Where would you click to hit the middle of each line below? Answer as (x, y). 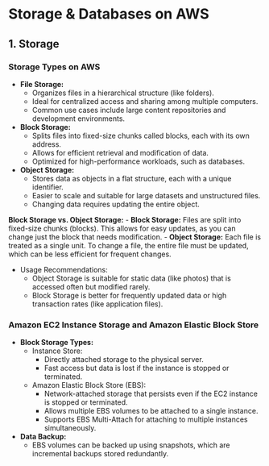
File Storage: (42, 84)
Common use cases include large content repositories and (129, 110)
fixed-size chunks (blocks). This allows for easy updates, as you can (122, 228)
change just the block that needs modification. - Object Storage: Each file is (135, 237)
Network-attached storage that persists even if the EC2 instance (151, 394)
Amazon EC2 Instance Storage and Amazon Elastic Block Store (134, 325)
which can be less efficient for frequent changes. (90, 254)
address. (47, 144)
